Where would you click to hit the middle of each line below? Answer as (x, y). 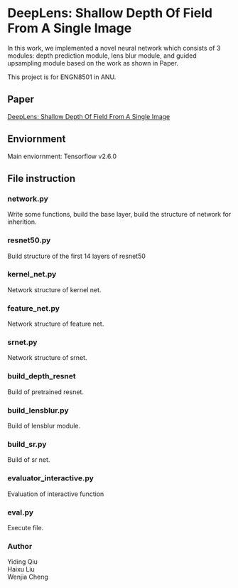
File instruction (42, 179)
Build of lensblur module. (44, 426)
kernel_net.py (32, 274)
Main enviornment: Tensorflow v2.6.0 (62, 156)
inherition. (22, 222)
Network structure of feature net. (56, 324)
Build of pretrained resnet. (45, 392)
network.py (28, 199)
